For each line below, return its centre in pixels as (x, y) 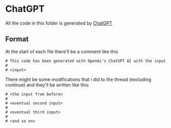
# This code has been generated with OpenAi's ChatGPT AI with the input (86, 61)
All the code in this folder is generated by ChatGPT (59, 23)
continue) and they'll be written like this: (47, 84)
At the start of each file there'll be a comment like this (62, 51)
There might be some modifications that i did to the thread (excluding (78, 79)
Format (17, 39)
